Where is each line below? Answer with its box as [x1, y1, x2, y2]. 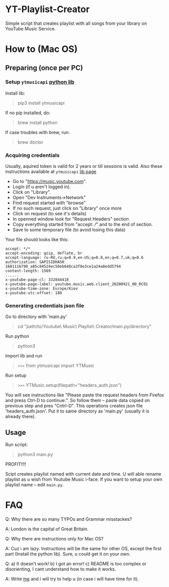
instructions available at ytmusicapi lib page [5, 168, 97, 175]
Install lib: [5, 90, 25, 96]
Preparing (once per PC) [5, 63, 83, 72]
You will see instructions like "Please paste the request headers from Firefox [5, 392, 164, 398]
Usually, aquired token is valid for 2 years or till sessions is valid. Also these [5, 163, 163, 169]
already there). [5, 414, 36, 420]
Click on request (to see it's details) [12, 211, 87, 217]
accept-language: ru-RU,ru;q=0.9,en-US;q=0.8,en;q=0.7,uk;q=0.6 [5, 255, 144, 260]
